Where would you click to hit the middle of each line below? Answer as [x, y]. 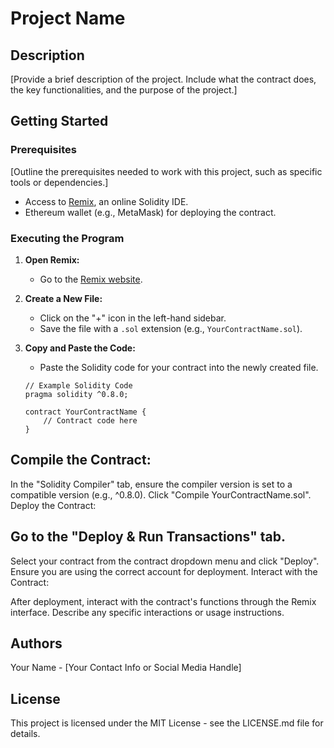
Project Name [68, 18]
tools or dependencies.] [59, 182]
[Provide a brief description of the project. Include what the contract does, [163, 79]
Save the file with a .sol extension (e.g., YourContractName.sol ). [171, 328]
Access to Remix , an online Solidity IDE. [106, 201]
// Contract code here [90, 420]
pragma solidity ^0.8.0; [76, 394]
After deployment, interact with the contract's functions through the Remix [163, 601]
